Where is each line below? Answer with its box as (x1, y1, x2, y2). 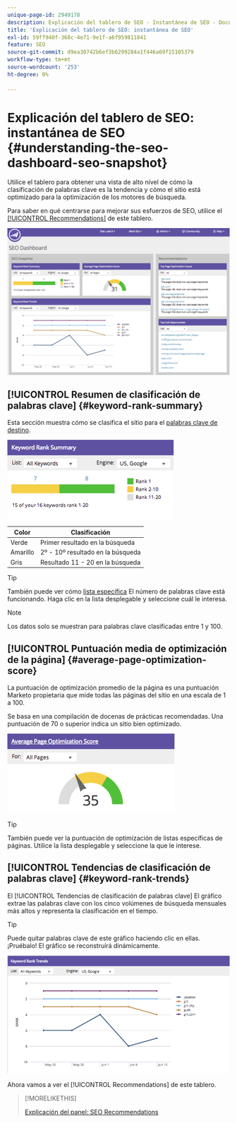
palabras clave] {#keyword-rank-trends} (7, 872, 190, 885)
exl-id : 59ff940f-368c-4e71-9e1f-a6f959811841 (7, 34, 147, 41)
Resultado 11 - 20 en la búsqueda (39, 558, 141, 566)
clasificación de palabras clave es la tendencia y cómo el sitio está (7, 186, 201, 194)
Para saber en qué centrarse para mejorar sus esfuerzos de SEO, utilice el (7, 207, 222, 215)
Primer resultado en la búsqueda (39, 539, 135, 547)
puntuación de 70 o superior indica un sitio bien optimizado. (7, 720, 182, 728)
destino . (7, 426, 31, 434)
